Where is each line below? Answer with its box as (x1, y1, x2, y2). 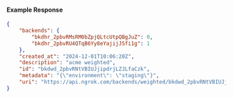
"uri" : (19, 79, 38, 86)
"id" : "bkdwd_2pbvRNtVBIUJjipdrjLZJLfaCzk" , (19, 66, 150, 72)
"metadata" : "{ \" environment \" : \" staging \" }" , (19, 72, 159, 79)
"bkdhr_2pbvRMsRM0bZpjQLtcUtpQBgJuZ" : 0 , (31, 33, 154, 41)
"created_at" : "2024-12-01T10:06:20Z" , (19, 52, 135, 60)
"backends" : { (19, 28, 60, 35)
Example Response (6, 6, 63, 14)
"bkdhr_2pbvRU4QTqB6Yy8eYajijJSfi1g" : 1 (31, 40, 150, 47)
